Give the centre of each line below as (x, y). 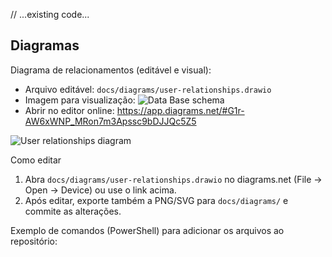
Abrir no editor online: (69, 110)
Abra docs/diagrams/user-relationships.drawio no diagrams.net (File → (173, 179)
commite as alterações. (73, 211)
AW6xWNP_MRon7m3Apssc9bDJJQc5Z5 (110, 121)
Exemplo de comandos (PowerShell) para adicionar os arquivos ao (147, 230)
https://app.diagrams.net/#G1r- (180, 110)
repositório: (34, 241)
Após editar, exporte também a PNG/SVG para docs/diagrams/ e (156, 200)
